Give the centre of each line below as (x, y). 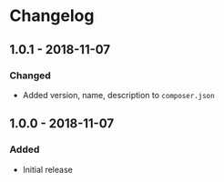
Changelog (52, 16)
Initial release (47, 169)
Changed (31, 76)
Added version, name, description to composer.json (119, 95)
